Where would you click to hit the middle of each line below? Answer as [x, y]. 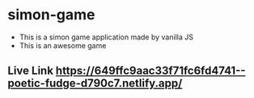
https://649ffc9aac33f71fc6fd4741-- [150, 71]
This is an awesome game [63, 45]
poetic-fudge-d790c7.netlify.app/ [95, 83]
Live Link [31, 71]
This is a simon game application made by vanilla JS [106, 37]
